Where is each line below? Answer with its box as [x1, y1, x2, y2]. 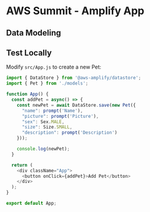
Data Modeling [6, 28, 61, 38]
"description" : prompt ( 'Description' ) [21, 130, 118, 136]
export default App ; [6, 200, 57, 207]
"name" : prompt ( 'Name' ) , [21, 108, 83, 114]
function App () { [6, 91, 49, 97]
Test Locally [6, 47, 52, 57]
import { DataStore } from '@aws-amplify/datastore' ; [6, 75, 142, 81]
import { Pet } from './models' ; [6, 81, 89, 86]
